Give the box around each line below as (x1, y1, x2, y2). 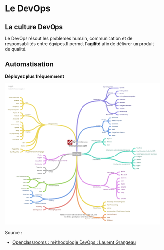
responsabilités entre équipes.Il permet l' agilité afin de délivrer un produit (5, 41, 154, 47)
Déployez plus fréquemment (5, 73, 65, 79)
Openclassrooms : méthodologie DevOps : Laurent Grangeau (12, 239, 136, 245)
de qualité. (5, 46, 27, 52)
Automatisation (5, 60, 54, 69)
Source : (5, 230, 22, 235)
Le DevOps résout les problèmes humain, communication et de (5, 35, 133, 41)
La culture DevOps (5, 23, 63, 31)
